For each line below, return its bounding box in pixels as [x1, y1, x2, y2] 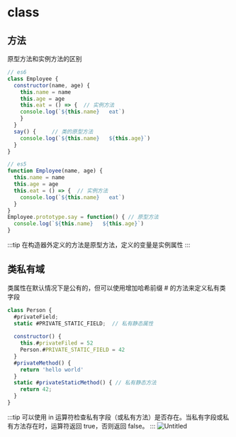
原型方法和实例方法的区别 [7, 55, 82, 63]
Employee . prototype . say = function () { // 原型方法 [7, 214, 159, 221]
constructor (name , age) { [13, 82, 91, 89]
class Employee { [7, 75, 59, 82]
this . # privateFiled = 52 [20, 340, 94, 347]
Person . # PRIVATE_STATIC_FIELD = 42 [20, 346, 125, 354]
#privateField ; [13, 313, 59, 320]
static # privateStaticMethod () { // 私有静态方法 [13, 379, 157, 387]
